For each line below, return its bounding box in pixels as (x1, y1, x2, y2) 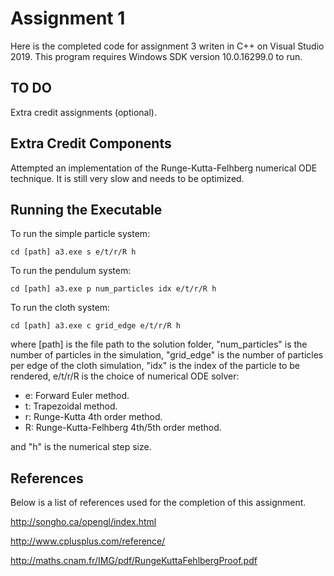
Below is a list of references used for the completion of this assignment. (10, 497, 307, 509)
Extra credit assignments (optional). (10, 106, 157, 118)
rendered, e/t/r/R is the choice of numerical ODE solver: (10, 370, 240, 382)
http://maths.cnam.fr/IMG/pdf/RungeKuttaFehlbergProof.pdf (10, 555, 258, 567)
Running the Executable (10, 201, 163, 218)
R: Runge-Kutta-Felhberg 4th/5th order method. (24, 422, 222, 434)
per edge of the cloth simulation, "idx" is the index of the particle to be (10, 360, 301, 372)
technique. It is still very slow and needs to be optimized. (10, 172, 245, 184)
